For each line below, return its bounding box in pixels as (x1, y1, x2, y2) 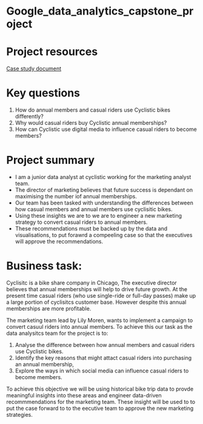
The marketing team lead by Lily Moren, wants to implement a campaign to (6, 317, 193, 324)
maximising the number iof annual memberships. (15, 193, 138, 200)
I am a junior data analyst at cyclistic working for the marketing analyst (15, 173, 191, 180)
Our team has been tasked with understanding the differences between (15, 199, 194, 206)
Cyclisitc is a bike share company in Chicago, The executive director (6, 279, 177, 286)
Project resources (6, 45, 98, 59)
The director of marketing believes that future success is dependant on (15, 186, 193, 193)
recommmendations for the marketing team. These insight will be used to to (6, 398, 196, 405)
